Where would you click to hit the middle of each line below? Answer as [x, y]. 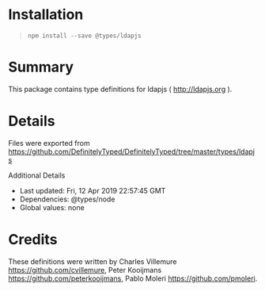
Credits [33, 239]
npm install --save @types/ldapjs [84, 36]
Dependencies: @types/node [67, 199]
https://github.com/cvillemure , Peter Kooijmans [85, 270]
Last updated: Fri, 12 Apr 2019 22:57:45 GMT [93, 190]
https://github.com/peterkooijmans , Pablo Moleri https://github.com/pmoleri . [133, 278]
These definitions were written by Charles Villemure [93, 261]
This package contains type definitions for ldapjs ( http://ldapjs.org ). [120, 89]
